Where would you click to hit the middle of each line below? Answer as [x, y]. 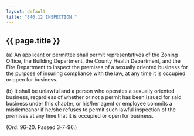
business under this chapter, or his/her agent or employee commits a [89, 104]
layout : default [26, 11]
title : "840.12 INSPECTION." [42, 17]
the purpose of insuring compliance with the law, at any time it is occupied [96, 73]
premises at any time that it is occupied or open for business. [80, 116]
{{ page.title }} [33, 41]
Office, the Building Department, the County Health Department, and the [93, 61]
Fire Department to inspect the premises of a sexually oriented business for [97, 67]
